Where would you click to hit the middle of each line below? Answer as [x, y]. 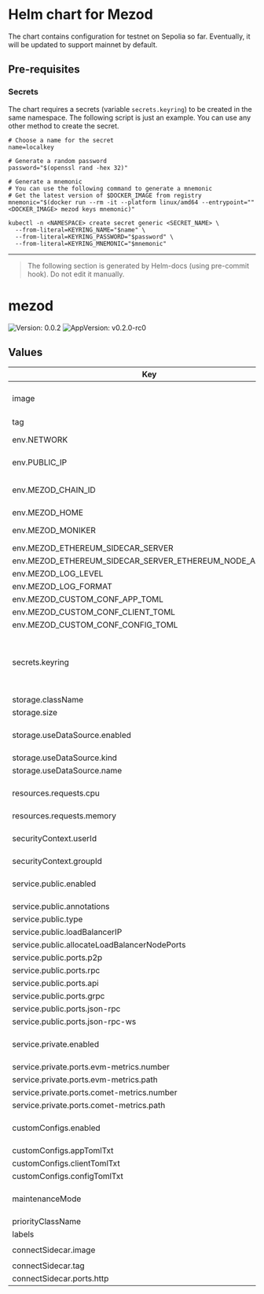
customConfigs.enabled [56, 1128]
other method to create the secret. [64, 126]
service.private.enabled [56, 1044]
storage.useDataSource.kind [65, 758]
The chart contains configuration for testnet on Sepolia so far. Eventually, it [129, 36]
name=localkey [31, 147]
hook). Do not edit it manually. [76, 274]
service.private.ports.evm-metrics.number [91, 1067]
